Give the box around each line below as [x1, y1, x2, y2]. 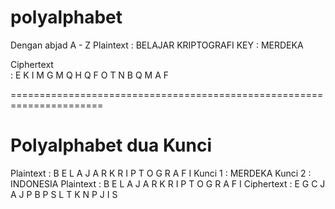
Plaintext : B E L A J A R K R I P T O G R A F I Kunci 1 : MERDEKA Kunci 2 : [10, 167, 312, 179]
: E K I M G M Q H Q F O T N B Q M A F [10, 69, 170, 81]
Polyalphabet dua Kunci [10, 134, 213, 157]
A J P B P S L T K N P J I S [10, 188, 118, 200]
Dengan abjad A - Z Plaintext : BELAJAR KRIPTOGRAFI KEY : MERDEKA [10, 39, 304, 51]
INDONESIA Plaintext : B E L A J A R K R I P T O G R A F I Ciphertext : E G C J [10, 177, 326, 190]
